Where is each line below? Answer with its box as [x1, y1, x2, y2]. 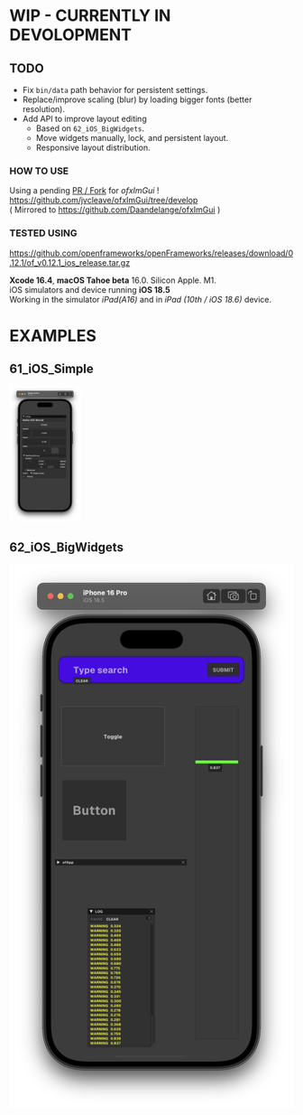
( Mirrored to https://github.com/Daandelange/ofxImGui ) [9, 204, 221, 215]
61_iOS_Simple [9, 361, 95, 377]
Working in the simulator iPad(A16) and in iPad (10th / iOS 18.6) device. [9, 294, 272, 305]
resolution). [22, 104, 66, 114]
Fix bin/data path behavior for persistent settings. [22, 85, 208, 95]
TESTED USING [9, 227, 78, 239]
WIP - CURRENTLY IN [9, 5, 171, 26]
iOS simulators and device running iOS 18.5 [9, 284, 170, 295]
